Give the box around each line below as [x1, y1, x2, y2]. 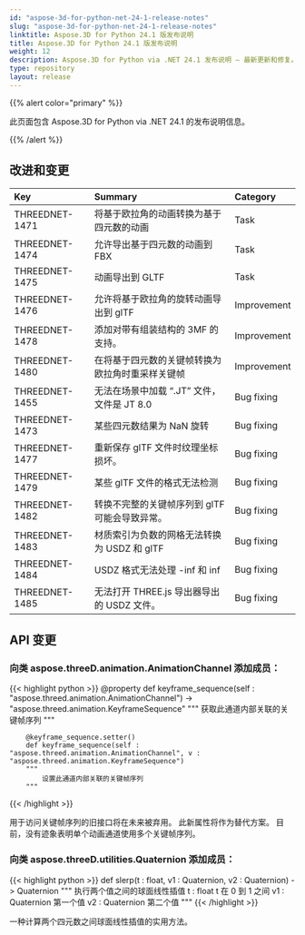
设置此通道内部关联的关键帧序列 [42, 774, 143, 783]
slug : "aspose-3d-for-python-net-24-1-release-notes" [9, 22, 218, 31]
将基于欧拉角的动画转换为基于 [93, 207, 222, 220]
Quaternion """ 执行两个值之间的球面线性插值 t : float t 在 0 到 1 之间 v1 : [16, 885, 285, 896]
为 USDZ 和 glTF [93, 542, 164, 555]
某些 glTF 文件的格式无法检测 [93, 476, 219, 488]
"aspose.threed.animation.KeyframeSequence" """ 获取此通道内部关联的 [9, 704, 281, 714]
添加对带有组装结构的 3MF [93, 323, 208, 336]
